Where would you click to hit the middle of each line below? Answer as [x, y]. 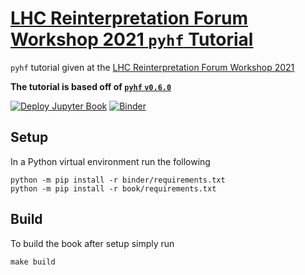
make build [33, 262]
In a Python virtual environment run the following [110, 161]
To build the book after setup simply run [92, 243]
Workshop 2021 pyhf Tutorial [132, 39]
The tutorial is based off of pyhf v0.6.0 [91, 86]
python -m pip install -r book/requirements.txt [113, 188]
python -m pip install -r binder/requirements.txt [118, 180]
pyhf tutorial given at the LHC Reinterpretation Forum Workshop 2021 [152, 67]
